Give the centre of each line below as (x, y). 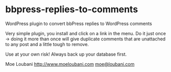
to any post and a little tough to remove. (47, 44)
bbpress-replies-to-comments (72, 9)
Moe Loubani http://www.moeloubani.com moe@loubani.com (70, 64)
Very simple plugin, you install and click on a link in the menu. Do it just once (86, 33)
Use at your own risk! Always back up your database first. (66, 54)
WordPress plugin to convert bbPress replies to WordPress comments (79, 23)
